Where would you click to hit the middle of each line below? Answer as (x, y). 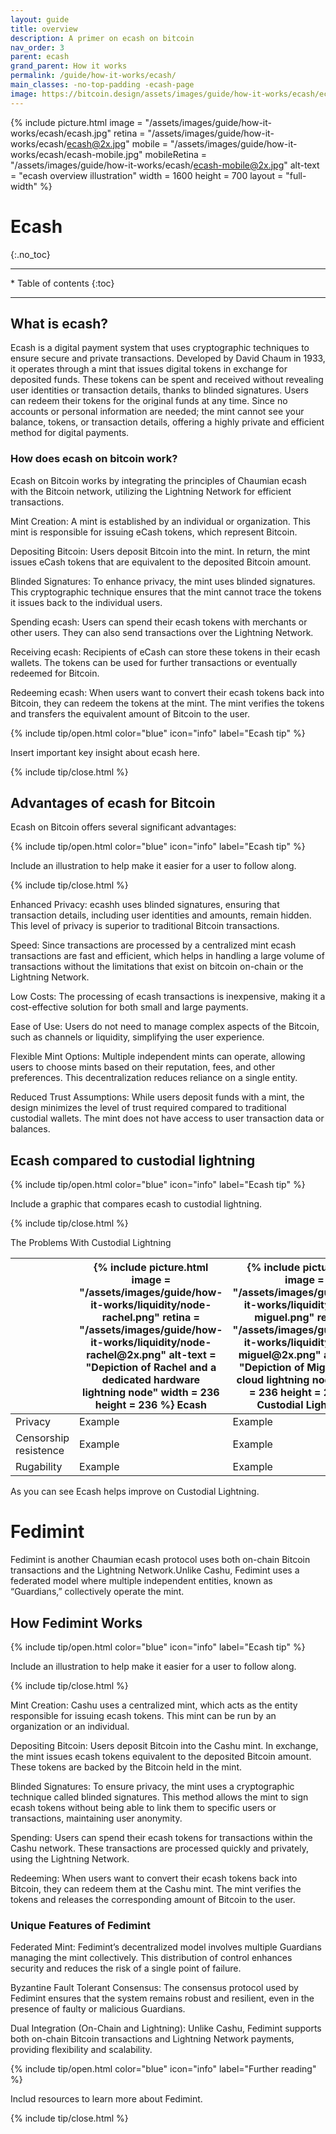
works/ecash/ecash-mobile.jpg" (76, 154)
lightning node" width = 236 (151, 1393)
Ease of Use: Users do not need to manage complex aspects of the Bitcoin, (165, 1027)
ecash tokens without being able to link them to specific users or (143, 1808)
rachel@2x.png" (126, 1355)
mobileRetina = (176, 154)
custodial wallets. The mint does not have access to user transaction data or (167, 1118)
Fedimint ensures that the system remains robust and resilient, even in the (162, 1998)
